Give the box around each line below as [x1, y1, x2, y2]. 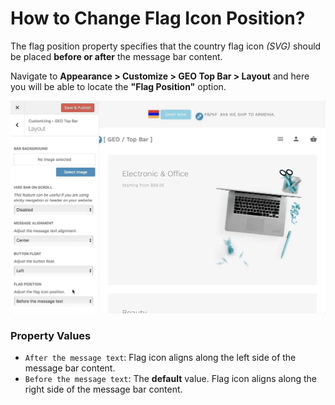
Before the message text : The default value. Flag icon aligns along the [24, 373, 318, 385]
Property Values [10, 328, 92, 342]
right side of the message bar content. [24, 383, 183, 396]
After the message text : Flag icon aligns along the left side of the [24, 352, 297, 364]
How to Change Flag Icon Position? [10, 7, 306, 30]
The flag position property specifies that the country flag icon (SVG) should [10, 40, 322, 52]
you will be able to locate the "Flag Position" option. [10, 80, 227, 92]
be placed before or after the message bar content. [10, 50, 223, 62]
